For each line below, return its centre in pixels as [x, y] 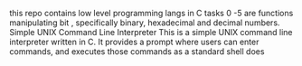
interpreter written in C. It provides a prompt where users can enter [134, 42]
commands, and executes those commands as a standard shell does [137, 52]
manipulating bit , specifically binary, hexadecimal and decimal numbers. [145, 23]
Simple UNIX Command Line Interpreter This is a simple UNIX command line [151, 32]
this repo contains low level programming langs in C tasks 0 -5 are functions [151, 13]
